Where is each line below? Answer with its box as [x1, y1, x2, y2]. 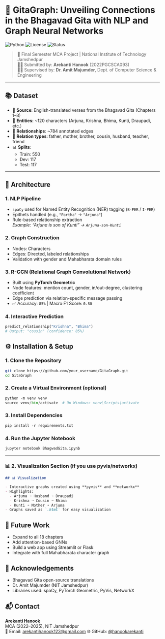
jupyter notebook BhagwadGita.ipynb [5, 446, 80, 451]
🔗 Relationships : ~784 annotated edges [12, 128, 94, 134]
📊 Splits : [12, 144, 31, 150]
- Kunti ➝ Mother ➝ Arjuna [9, 503, 65, 508]
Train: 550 [19, 151, 41, 157]
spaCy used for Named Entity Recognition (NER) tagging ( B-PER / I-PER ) [12, 206, 155, 212]
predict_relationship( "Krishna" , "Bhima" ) [5, 324, 93, 329]
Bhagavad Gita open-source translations [12, 577, 94, 583]
